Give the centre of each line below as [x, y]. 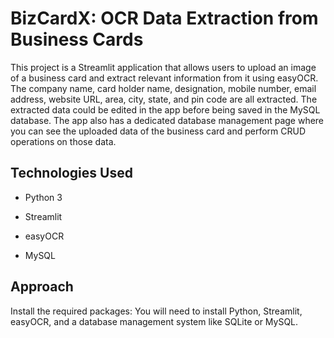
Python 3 [43, 197]
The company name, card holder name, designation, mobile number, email [163, 88]
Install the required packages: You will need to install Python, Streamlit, [156, 311]
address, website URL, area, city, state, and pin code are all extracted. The [164, 99]
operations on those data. [63, 141]
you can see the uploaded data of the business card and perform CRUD [158, 131]
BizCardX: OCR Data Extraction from [164, 18]
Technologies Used [71, 173]
